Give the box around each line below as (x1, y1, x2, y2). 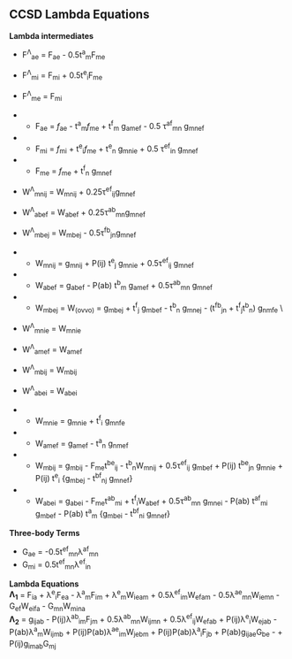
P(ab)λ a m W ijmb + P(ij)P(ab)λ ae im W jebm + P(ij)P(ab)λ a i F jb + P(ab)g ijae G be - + (9, 625, 283, 640)
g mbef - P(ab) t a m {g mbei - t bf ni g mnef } (34, 507, 170, 521)
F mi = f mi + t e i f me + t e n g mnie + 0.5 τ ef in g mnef (34, 142, 198, 156)
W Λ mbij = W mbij (21, 363, 78, 377)
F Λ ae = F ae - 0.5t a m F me (21, 48, 106, 62)
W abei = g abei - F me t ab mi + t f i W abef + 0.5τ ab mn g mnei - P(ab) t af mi (34, 494, 268, 508)
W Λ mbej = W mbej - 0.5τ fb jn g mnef (21, 226, 137, 240)
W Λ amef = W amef (21, 342, 83, 356)
